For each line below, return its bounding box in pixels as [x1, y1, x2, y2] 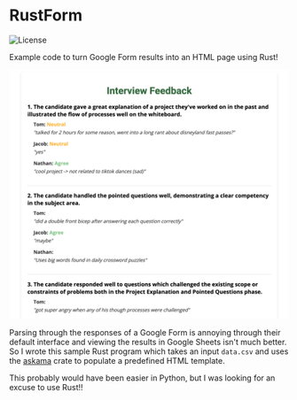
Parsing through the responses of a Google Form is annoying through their [9, 327, 281, 337]
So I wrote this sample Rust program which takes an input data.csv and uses [9, 346, 289, 357]
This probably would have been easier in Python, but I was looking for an [9, 373, 276, 383]
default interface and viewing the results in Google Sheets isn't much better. [9, 336, 287, 347]
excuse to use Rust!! [9, 381, 83, 392]
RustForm [9, 5, 82, 26]
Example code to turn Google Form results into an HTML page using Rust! [9, 51, 278, 62]
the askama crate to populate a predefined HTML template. [9, 355, 225, 365]
